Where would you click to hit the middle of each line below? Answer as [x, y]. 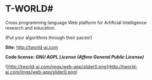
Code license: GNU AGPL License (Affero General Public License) [75, 57]
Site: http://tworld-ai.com [32, 47]
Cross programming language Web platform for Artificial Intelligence [76, 22]
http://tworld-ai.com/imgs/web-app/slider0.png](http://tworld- [73, 66]
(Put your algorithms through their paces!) [49, 37]
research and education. [31, 27]
